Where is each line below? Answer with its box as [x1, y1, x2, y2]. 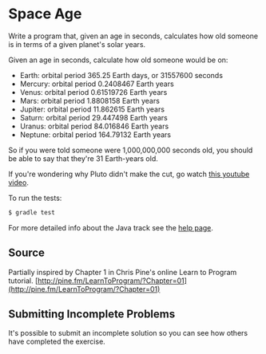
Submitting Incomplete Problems [8, 308, 176, 321]
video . [8, 177, 30, 187]
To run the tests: [8, 193, 62, 203]
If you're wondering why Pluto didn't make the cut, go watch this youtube [8, 169, 250, 179]
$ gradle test [8, 208, 56, 216]
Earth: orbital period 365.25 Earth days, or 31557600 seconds [19, 70, 224, 80]
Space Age [8, 5, 82, 23]
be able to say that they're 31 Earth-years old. [8, 153, 158, 163]
